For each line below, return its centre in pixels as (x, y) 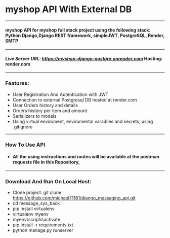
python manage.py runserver (43, 230)
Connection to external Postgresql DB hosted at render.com (75, 99)
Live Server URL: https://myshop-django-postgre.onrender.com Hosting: (84, 58)
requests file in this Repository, (46, 162)
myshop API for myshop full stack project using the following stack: (78, 30)
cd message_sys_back (36, 203)
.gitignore (23, 127)
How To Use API (25, 145)
